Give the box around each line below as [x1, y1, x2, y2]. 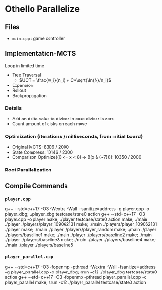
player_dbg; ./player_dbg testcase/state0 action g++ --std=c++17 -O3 [5, 211, 145, 217]
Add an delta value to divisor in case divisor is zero [12, 116, 114, 122]
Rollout [12, 87, 27, 93]
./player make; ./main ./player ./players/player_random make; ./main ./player [5, 227, 157, 233]
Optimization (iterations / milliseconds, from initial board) [5, 133, 143, 140]
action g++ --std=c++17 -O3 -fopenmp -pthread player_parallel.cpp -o [5, 274, 147, 280]
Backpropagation [12, 92, 47, 98]
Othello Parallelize [5, 3, 80, 15]
